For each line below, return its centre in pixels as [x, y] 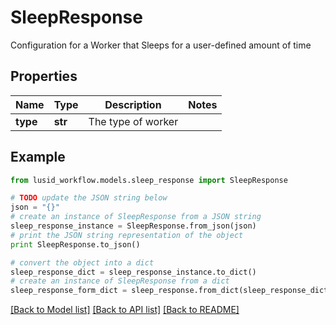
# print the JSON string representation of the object [127, 235]
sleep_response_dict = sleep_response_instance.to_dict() [133, 272]
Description [133, 104]
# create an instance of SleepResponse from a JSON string [136, 217]
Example [38, 157]
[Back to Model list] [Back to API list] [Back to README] [125, 310]
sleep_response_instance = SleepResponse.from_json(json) [133, 226]
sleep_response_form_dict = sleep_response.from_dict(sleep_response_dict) [171, 291]
